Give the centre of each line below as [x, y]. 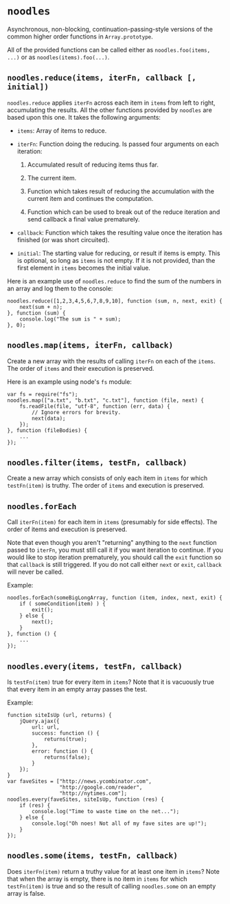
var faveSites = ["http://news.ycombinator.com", [80, 782]
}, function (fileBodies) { [47, 430]
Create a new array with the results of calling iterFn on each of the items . [111, 361]
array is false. [26, 893]
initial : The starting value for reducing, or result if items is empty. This [119, 253]
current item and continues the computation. [90, 198]
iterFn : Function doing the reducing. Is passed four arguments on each [118, 144]
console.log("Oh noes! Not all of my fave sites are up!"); [119, 824]
